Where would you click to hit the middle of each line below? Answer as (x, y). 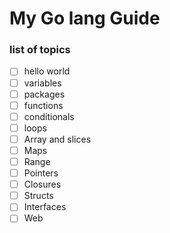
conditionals (49, 116)
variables (42, 83)
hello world (47, 71)
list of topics (40, 50)
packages (44, 94)
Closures (42, 184)
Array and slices (57, 139)
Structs (38, 196)
